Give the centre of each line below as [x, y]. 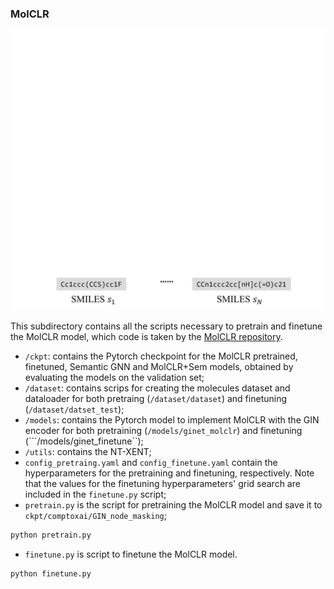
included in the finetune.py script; [95, 494]
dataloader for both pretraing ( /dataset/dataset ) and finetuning [156, 399]
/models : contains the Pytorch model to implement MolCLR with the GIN [172, 420]
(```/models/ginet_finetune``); [84, 441]
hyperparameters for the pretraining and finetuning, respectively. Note [169, 473]
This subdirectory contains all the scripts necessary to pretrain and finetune [166, 326]
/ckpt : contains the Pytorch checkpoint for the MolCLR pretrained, [161, 356]
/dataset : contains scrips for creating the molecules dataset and [157, 388]
